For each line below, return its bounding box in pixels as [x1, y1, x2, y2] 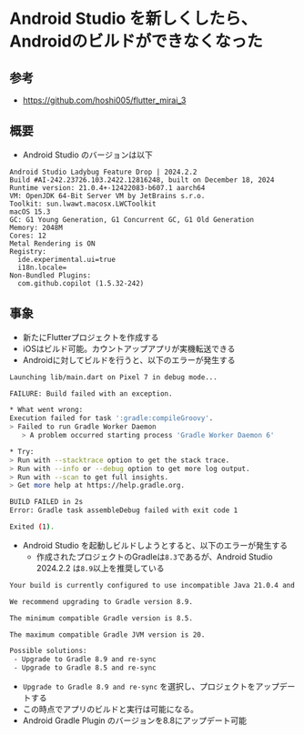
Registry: [9, 247, 47, 256]
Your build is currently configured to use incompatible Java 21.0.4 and [9, 580, 296, 589]
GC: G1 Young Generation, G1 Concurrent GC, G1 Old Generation [9, 215, 255, 224]
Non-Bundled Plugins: [9, 270, 92, 280]
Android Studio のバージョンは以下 [22, 149, 153, 160]
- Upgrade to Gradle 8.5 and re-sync [13, 663, 157, 673]
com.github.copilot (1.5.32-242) [17, 278, 145, 287]
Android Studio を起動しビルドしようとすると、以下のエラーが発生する [22, 539, 289, 550]
